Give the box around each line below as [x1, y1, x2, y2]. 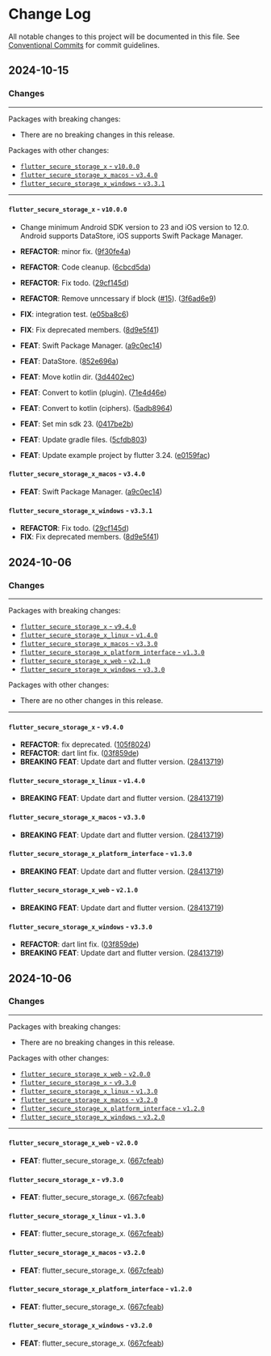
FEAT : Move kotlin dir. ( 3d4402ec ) [19, 371, 135, 381]
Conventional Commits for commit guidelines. [8, 40, 160, 49]
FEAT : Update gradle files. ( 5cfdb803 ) [19, 434, 148, 444]
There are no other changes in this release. [19, 695, 164, 705]
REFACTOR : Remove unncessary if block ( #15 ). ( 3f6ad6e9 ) [19, 293, 216, 303]
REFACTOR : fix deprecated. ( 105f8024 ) [19, 739, 152, 749]
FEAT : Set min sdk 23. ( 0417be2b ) [19, 418, 135, 429]
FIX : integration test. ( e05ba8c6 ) [19, 309, 129, 319]
